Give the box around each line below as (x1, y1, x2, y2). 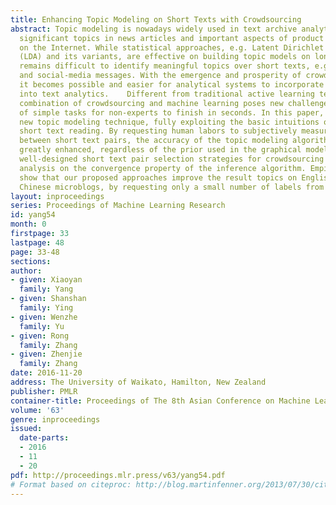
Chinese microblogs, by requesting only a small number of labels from (19, 182, 325, 192)
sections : (10, 256, 52, 266)
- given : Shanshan (10, 294, 87, 304)
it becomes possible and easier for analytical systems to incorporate (19, 80, 325, 90)
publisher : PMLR (10, 386, 78, 396)
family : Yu (19, 321, 65, 331)
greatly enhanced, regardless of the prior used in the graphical (19, 145, 302, 155)
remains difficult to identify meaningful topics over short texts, (19, 61, 311, 71)
